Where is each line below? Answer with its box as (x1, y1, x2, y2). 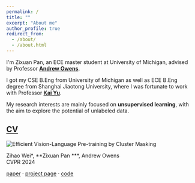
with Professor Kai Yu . (6, 89, 62, 96)
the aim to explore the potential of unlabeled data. (6, 107, 130, 114)
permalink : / (6, 8, 39, 15)
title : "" (6, 14, 31, 20)
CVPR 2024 (6, 158, 35, 165)
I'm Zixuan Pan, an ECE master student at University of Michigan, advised (6, 58, 188, 66)
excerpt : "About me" (6, 20, 58, 26)
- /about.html (11, 42, 47, 48)
